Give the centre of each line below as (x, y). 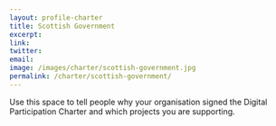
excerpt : (26, 34)
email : (22, 59)
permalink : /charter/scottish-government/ (90, 76)
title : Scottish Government (62, 26)
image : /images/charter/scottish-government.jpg (103, 68)
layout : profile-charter (56, 18)
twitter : (26, 51)
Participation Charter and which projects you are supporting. (122, 111)
